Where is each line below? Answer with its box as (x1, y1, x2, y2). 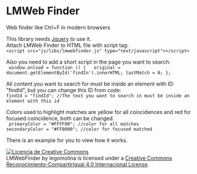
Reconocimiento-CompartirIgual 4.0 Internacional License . (6, 160, 150, 167)
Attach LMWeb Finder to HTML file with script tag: (6, 42, 129, 49)
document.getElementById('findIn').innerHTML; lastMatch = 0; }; (6, 69, 171, 75)
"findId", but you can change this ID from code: (6, 86, 122, 93)
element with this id (6, 98, 60, 104)
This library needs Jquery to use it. (6, 35, 92, 42)
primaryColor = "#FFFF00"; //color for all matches (8, 121, 139, 127)
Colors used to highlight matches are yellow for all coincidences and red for (6, 108, 191, 115)
